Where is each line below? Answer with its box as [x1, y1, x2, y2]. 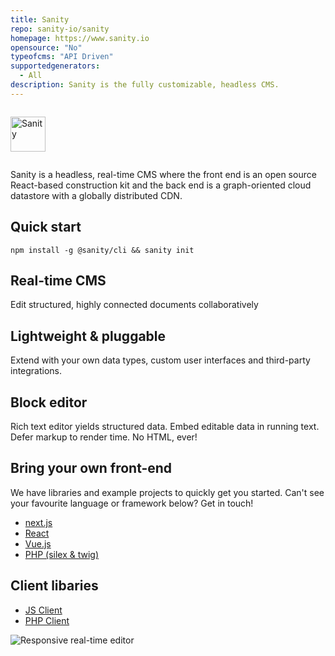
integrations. [10, 365, 63, 377]
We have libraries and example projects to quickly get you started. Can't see [10, 486, 325, 498]
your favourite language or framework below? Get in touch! [10, 497, 254, 509]
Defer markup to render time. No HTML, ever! [10, 431, 198, 443]
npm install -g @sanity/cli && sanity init [10, 245, 195, 255]
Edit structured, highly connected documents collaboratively [10, 299, 259, 311]
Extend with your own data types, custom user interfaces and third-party [10, 354, 311, 366]
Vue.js [24, 537, 52, 550]
